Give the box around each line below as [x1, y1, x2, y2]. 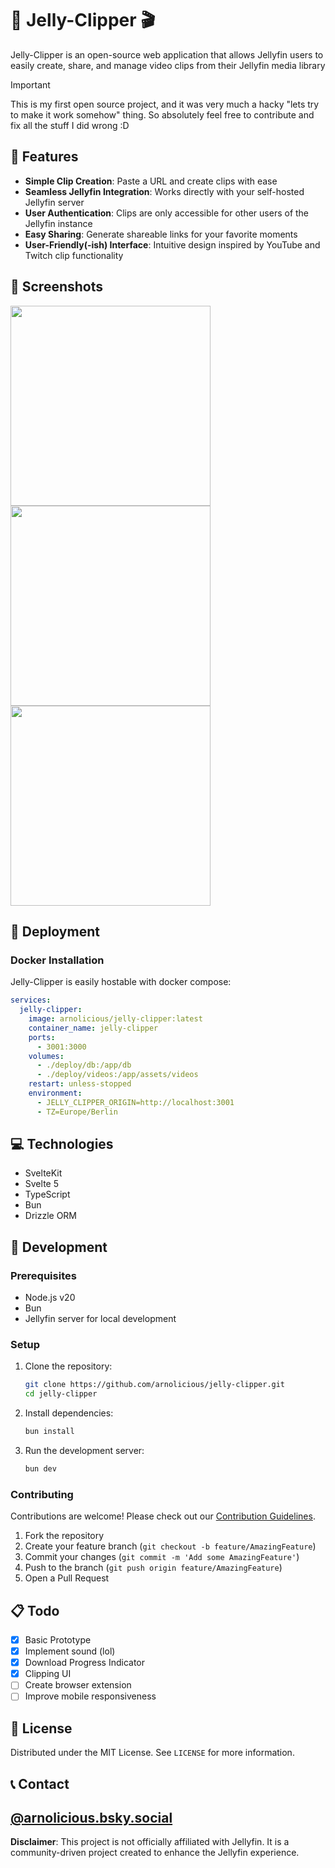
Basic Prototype [24, 1634, 92, 1646]
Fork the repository [24, 1530, 105, 1542]
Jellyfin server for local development [24, 1313, 177, 1325]
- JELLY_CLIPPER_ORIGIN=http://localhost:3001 [36, 1097, 235, 1107]
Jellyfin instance [24, 217, 93, 229]
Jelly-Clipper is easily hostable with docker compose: [10, 976, 232, 988]
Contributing [10, 1487, 74, 1501]
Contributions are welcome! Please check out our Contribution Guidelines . [10, 1510, 316, 1522]
